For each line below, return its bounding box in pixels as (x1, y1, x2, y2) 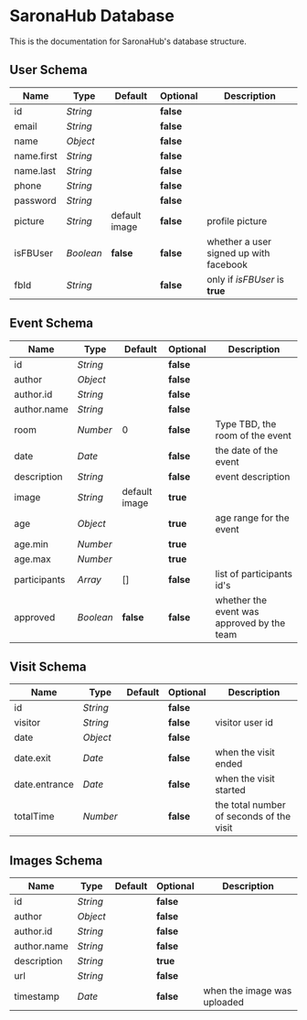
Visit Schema (9, 659, 87, 674)
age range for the (215, 511, 290, 524)
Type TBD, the (215, 417, 277, 430)
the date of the (215, 444, 279, 456)
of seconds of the (214, 811, 291, 823)
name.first (14, 149, 58, 162)
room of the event (215, 429, 292, 442)
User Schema (9, 62, 89, 78)
